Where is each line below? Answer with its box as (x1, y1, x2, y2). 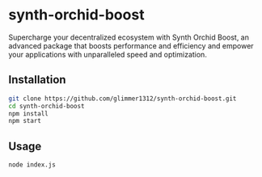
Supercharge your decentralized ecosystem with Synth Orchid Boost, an (8, 32, 249, 42)
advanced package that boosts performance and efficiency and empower (8, 40, 254, 50)
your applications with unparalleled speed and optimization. (8, 49, 208, 59)
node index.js (8, 161, 57, 169)
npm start (8, 117, 42, 125)
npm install (8, 109, 49, 118)
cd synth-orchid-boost (8, 102, 85, 110)
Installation (8, 73, 66, 86)
